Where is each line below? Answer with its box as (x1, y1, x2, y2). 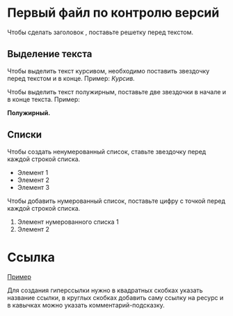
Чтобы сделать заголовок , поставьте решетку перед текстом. (7, 28, 193, 36)
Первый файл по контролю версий (7, 5, 220, 21)
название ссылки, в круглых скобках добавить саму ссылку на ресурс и (7, 293, 224, 301)
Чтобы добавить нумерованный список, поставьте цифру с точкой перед (7, 197, 226, 205)
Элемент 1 (17, 168, 49, 176)
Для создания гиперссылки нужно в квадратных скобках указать (7, 286, 203, 294)
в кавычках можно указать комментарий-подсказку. (7, 301, 165, 309)
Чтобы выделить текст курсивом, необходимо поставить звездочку (7, 66, 210, 75)
